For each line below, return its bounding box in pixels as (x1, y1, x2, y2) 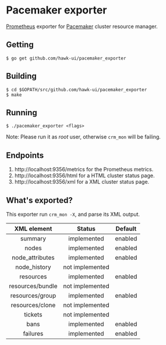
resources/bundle (9, 282, 58, 290)
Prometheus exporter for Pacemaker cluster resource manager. (6, 23, 158, 30)
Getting (6, 40, 34, 50)
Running (6, 108, 38, 118)
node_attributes (11, 254, 55, 261)
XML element (14, 225, 52, 233)
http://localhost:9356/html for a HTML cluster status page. (14, 172, 156, 179)
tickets (24, 310, 43, 319)
